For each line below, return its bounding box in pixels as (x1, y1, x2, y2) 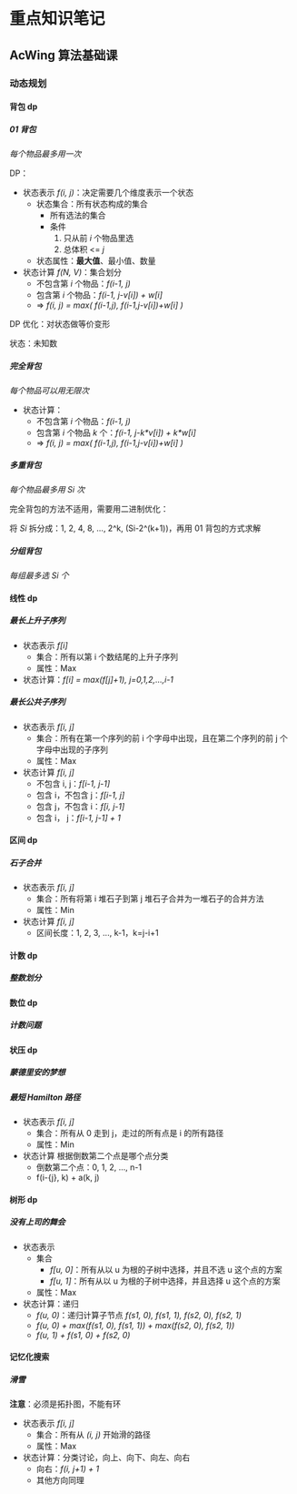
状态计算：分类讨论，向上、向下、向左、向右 (22, 1452, 191, 1463)
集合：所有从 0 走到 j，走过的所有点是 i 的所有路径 (35, 1127, 224, 1138)
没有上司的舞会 (9, 1216, 65, 1227)
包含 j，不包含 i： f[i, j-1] (35, 800, 125, 811)
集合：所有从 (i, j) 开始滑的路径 (35, 1429, 152, 1440)
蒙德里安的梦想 (9, 1067, 65, 1078)
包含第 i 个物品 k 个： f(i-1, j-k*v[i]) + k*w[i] (35, 427, 197, 438)
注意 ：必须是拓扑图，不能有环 (9, 1398, 121, 1409)
